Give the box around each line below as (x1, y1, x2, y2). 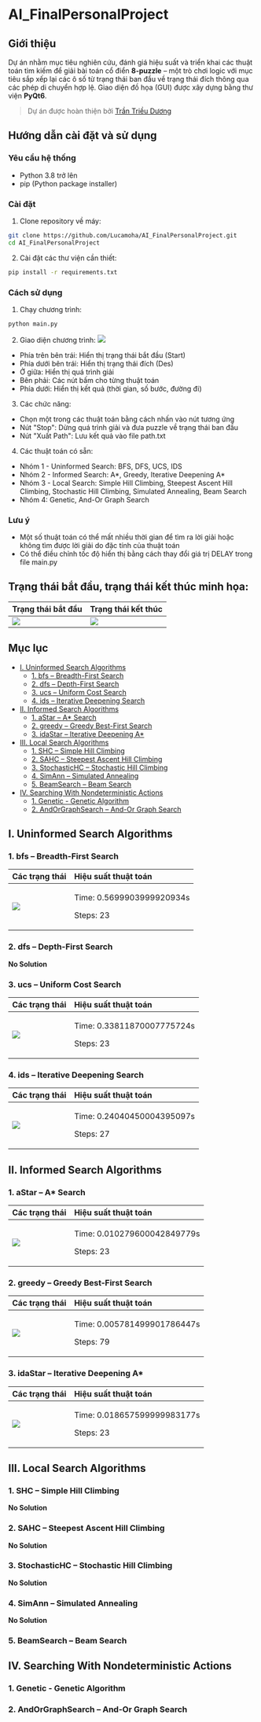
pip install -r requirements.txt (8, 268, 118, 276)
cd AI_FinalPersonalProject (8, 238, 101, 247)
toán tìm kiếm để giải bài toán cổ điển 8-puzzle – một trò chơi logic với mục (8, 66, 253, 75)
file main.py (19, 557, 57, 567)
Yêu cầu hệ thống (8, 153, 76, 164)
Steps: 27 (74, 1128, 110, 1139)
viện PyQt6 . (8, 91, 47, 100)
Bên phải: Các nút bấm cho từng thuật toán (19, 375, 160, 385)
